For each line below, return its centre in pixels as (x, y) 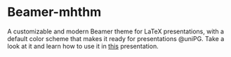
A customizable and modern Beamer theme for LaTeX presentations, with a (116, 31)
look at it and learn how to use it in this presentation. (83, 46)
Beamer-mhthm (54, 12)
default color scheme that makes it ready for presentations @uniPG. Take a (116, 38)
